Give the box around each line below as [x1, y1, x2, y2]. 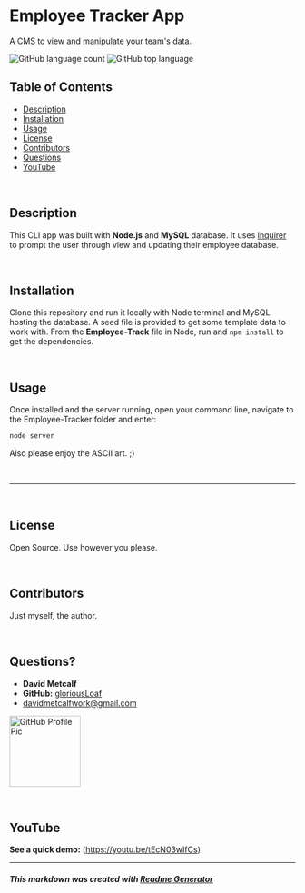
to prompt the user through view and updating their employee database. [9, 239, 279, 250]
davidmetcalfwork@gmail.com [22, 697, 137, 709]
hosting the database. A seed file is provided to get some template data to [9, 317, 286, 328]
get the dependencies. [9, 336, 93, 347]
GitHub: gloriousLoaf [22, 688, 103, 699]
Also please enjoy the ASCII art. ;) [9, 448, 135, 459]
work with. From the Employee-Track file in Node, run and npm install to [9, 326, 284, 337]
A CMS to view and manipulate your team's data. [9, 35, 192, 46]
